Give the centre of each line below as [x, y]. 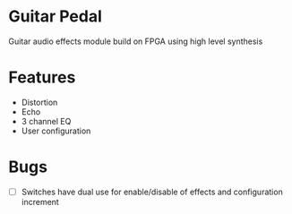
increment [40, 201]
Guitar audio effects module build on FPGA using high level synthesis [136, 41]
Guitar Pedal [55, 17]
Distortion [39, 102]
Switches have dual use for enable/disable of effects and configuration [152, 192]
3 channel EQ [46, 121]
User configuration [56, 131]
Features [42, 77]
